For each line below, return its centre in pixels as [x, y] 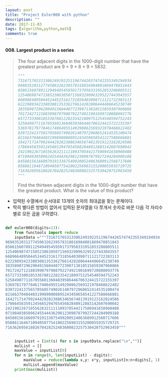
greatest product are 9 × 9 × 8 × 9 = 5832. [62, 67]
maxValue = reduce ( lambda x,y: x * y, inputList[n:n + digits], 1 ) [92, 360]
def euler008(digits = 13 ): [32, 228]
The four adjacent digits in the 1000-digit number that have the [83, 61]
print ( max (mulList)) [36, 369]
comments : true [21, 34]
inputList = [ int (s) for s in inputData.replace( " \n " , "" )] [78, 341]
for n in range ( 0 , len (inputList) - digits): [63, 355]
